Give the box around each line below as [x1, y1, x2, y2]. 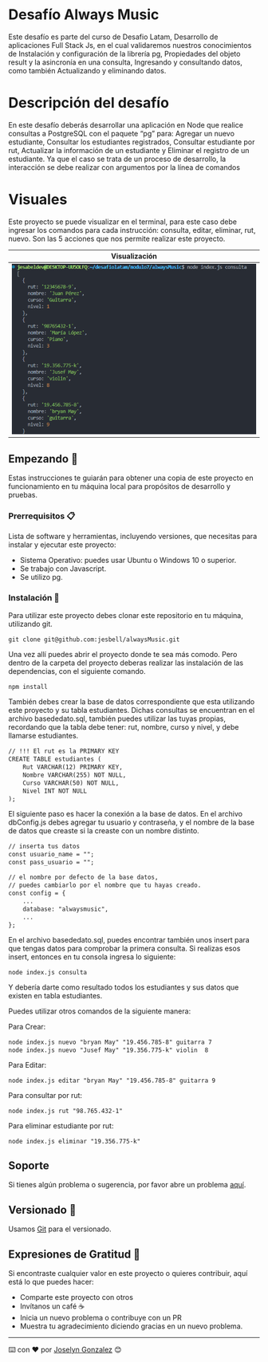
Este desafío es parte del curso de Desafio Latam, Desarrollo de [8, 32, 219, 41]
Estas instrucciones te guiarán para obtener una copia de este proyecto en [8, 473, 254, 483]
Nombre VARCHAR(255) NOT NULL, [22, 771, 127, 779]
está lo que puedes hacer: [8, 1277, 94, 1287]
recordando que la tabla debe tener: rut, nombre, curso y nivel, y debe [8, 722, 239, 731]
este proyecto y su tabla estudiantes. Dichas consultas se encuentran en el [8, 705, 255, 714]
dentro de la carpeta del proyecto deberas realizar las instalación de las [8, 658, 244, 667]
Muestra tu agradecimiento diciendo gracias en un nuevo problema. [19, 1321, 243, 1331]
